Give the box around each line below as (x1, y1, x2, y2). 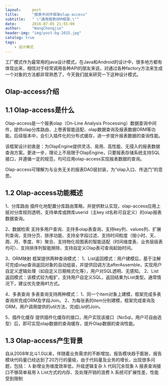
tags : (5, 40, 16, 45)
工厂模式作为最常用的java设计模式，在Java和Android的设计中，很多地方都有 (5, 58, 162, 65)
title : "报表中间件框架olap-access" (5, 12, 87, 17)
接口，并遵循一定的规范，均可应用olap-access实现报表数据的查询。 (5, 155, 145, 161)
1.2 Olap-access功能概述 (5, 188, 83, 197)
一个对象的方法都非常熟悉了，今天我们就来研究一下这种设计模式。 (5, 71, 141, 77)
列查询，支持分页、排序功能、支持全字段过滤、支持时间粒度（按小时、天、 (5, 232, 158, 238)
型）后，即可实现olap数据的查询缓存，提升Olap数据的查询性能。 (5, 320, 137, 326)
